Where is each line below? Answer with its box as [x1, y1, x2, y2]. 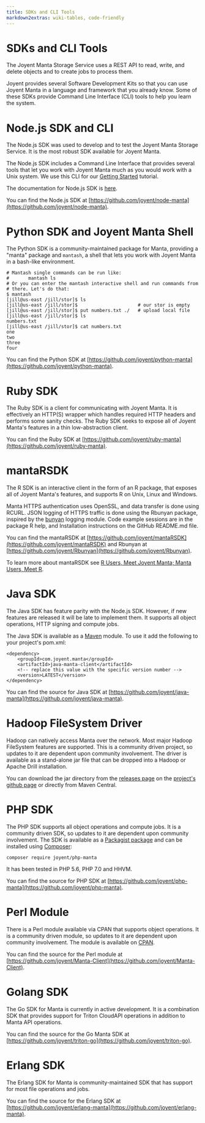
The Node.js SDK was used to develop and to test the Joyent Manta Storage [6, 141, 199, 149]
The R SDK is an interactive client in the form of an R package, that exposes [6, 484, 197, 491]
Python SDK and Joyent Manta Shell [6, 225, 194, 238]
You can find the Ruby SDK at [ [6, 436, 84, 443]
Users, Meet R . [6, 566, 44, 573]
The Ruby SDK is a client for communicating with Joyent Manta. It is [6, 404, 177, 412]
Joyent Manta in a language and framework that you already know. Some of [6, 87, 198, 94]
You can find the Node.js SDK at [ [6, 197, 91, 204]
